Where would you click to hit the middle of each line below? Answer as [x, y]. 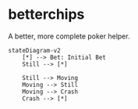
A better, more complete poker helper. [69, 36]
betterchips [46, 15]
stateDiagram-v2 [34, 50]
